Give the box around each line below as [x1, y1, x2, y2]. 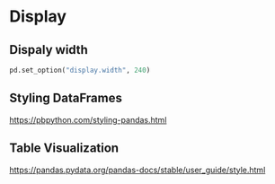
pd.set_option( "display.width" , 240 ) [9, 66, 151, 74]
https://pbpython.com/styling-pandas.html [9, 114, 167, 125]
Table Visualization [9, 141, 120, 156]
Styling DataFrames [9, 91, 123, 106]
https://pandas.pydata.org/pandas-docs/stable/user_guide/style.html [9, 164, 266, 175]
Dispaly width [9, 42, 88, 57]
